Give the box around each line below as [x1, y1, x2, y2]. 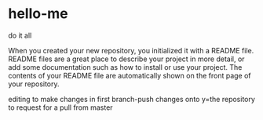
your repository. [8, 79, 60, 89]
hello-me [8, 5, 68, 23]
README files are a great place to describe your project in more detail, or [8, 54, 245, 64]
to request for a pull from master [8, 103, 113, 112]
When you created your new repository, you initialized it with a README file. [8, 45, 254, 55]
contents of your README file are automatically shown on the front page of [8, 71, 251, 80]
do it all [8, 31, 32, 40]
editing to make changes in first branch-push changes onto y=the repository [8, 94, 255, 104]
